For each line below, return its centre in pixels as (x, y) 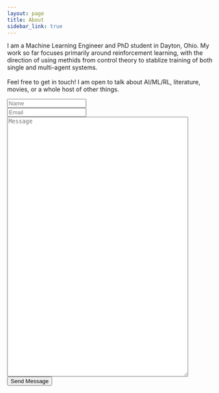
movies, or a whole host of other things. (63, 89)
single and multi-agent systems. (52, 68)
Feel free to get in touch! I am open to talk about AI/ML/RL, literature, (104, 82)
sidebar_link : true (35, 26)
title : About (26, 20)
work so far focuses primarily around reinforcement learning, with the (105, 53)
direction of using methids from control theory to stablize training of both (110, 60)
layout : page (26, 13)
